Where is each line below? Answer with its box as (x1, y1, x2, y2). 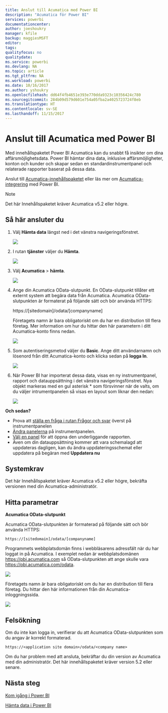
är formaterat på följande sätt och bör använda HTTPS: (38, 298, 153, 304)
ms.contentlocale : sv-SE (5, 106, 58, 112)
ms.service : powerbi (5, 59, 49, 64)
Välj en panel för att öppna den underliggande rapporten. (12, 434, 131, 440)
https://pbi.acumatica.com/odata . (5, 561, 75, 568)
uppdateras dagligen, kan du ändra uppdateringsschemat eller (12, 444, 143, 450)
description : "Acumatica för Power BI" (5, 12, 89, 17)
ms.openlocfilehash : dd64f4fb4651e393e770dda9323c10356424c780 (5, 92, 141, 97)
